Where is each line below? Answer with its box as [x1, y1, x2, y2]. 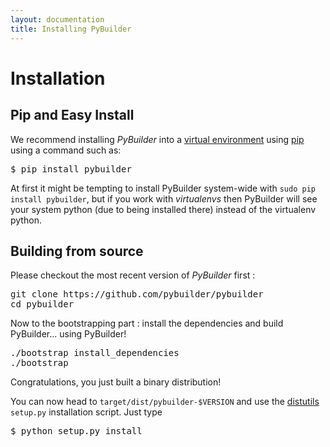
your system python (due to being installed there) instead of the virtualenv [10, 203, 317, 215]
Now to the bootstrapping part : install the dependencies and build [10, 317, 284, 330]
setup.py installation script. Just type [10, 406, 163, 418]
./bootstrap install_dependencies [10, 347, 180, 359]
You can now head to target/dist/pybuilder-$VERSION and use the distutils [10, 396, 320, 408]
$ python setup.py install [10, 426, 143, 437]
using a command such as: [10, 144, 122, 156]
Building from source [10, 242, 144, 260]
